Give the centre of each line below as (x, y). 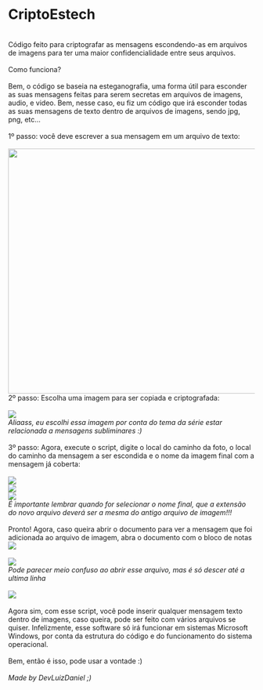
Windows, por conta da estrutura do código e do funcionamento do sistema (130, 636)
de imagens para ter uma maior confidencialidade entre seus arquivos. (122, 53)
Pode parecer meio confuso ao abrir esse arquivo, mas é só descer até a (126, 569)
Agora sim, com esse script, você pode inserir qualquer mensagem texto (125, 611)
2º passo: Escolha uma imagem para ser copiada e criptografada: (114, 398)
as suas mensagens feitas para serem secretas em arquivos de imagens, (126, 94)
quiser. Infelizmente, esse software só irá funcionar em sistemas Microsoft (128, 627)
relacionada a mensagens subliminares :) (75, 430)
